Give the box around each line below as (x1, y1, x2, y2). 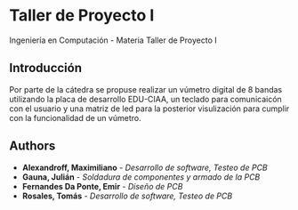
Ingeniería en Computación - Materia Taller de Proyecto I (9, 35, 217, 45)
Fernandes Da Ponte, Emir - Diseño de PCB (21, 181, 183, 191)
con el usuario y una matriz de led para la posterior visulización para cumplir (9, 103, 290, 114)
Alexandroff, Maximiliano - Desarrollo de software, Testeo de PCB (21, 162, 269, 173)
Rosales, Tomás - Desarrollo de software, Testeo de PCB (21, 190, 233, 201)
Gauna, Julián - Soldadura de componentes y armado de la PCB (21, 171, 261, 182)
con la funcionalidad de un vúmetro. (9, 112, 141, 123)
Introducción (9, 61, 83, 76)
